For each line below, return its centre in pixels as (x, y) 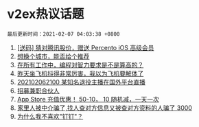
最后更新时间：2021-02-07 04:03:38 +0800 (63, 34)
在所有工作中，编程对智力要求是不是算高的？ (80, 65)
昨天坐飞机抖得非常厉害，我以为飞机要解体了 (80, 73)
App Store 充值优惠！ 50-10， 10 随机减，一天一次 (88, 99)
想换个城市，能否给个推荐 (53, 56)
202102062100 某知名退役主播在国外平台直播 (81, 82)
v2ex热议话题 (46, 14)
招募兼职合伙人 (38, 91)
